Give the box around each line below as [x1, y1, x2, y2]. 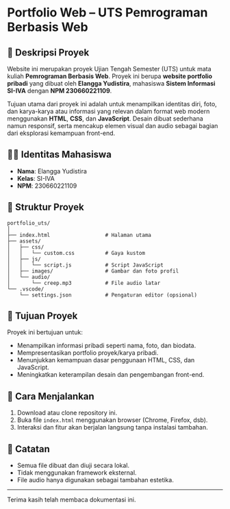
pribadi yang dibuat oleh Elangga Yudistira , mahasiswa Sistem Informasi [7, 79, 216, 87]
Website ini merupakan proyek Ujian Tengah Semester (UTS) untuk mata [7, 65, 212, 73]
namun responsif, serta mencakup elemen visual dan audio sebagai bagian [7, 122, 218, 129]
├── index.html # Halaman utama [7, 232, 152, 238]
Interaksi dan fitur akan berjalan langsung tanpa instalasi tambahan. [16, 423, 208, 432]
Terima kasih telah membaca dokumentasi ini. [7, 495, 136, 504]
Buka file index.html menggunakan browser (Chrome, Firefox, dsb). [16, 416, 208, 424]
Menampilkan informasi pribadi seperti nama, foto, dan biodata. [16, 341, 196, 350]
